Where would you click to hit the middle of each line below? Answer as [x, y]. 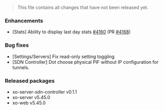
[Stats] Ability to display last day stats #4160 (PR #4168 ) [71, 32]
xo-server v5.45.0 [31, 97]
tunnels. [21, 67]
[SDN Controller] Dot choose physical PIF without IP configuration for [85, 62]
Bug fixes [17, 45]
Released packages [30, 81]
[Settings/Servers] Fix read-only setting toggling [63, 57]
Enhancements [24, 21]
